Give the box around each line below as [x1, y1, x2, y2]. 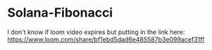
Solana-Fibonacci [7, 5, 113, 21]
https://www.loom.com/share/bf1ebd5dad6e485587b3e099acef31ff [7, 35, 205, 43]
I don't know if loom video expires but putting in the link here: [7, 28, 185, 36]
